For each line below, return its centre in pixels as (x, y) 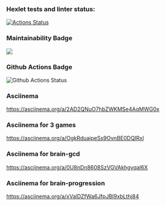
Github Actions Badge (40, 67)
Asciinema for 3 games (41, 125)
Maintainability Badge (40, 38)
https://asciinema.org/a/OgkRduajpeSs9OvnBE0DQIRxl (75, 138)
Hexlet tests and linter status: (51, 9)
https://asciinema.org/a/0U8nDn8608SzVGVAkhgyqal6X (77, 167)
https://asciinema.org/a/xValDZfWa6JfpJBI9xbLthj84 (73, 196)
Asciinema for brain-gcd (43, 154)
